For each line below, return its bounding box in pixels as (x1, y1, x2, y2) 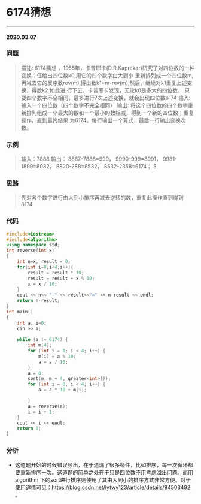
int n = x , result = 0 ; (17, 259, 71, 265)
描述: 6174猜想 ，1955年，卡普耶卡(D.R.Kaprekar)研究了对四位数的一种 (20, 64, 195, 71)
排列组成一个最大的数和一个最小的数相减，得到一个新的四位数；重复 (26, 109, 194, 116)
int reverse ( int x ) (6, 248, 55, 253)
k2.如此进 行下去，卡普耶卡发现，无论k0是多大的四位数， (41, 86, 184, 93)
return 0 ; (17, 425, 42, 431)
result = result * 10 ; (28, 270, 84, 276)
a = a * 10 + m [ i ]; (38, 387, 87, 393)
